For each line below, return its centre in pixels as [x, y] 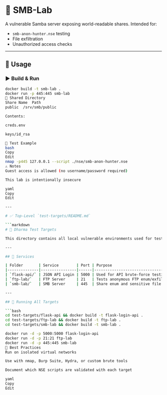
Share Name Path [23, 103]
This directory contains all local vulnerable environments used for [79, 238]
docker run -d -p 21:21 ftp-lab [39, 338]
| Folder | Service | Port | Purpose [59, 265]
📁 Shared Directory [25, 98]
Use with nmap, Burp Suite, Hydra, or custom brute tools [66, 361]
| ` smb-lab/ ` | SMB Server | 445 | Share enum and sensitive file [83, 284]
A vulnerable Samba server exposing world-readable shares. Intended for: [81, 24]
